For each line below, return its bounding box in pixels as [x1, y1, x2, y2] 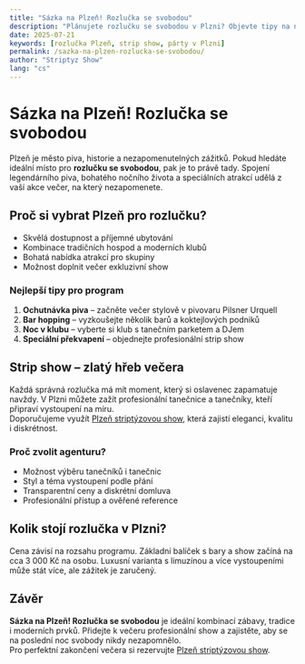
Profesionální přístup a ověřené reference [22, 495, 179, 506]
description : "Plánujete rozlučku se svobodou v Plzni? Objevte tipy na [9, 22, 290, 31]
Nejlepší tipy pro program [9, 284, 124, 297]
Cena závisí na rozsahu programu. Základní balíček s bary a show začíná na [9, 545, 293, 556]
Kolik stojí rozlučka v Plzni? [9, 521, 167, 537]
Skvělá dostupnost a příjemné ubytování [22, 232, 173, 243]
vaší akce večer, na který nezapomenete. [9, 181, 163, 192]
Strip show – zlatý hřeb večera [9, 360, 184, 376]
